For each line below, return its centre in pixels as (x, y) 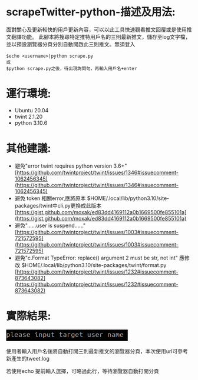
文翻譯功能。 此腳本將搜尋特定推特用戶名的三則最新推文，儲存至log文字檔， (98, 36)
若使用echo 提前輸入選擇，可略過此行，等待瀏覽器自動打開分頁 (82, 371)
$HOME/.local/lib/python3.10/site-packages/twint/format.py (94, 265)
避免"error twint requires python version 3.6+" (71, 166)
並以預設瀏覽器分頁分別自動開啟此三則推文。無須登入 (71, 44)
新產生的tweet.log (28, 358)
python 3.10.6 (31, 123)
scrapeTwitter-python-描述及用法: (91, 12)
